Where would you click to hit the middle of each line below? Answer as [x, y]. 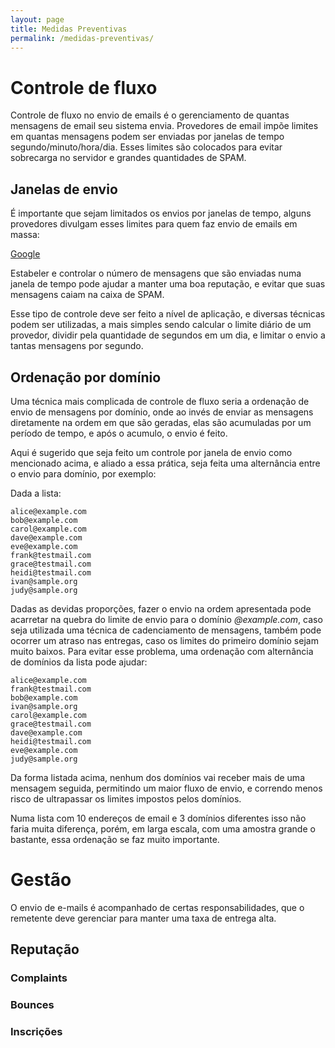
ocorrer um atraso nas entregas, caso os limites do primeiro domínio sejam [164, 640]
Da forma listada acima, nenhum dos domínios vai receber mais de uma [157, 777]
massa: [25, 235]
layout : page [37, 19]
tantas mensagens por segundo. [77, 346]
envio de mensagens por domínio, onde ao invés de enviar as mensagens [162, 412]
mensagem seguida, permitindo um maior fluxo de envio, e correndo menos [166, 788]
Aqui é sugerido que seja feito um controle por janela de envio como [151, 452]
